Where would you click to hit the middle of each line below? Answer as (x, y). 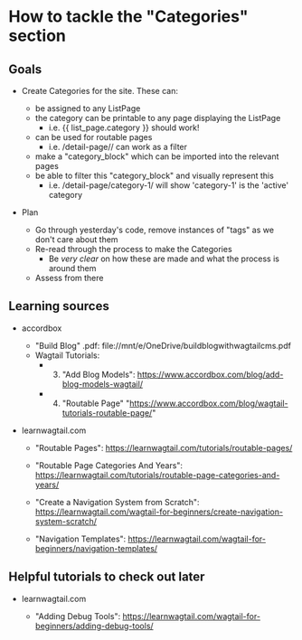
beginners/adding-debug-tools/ (94, 626)
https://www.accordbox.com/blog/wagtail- (209, 403)
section (38, 36)
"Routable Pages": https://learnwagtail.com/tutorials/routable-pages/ (164, 447)
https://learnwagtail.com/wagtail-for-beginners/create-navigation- (159, 512)
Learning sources (59, 306)
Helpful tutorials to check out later (107, 577)
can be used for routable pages (94, 137)
